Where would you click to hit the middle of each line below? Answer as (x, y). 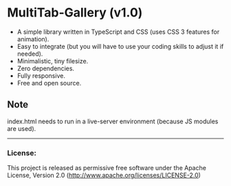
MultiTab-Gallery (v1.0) (75, 13)
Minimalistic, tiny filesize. (53, 61)
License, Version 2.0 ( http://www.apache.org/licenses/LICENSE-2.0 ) (104, 175)
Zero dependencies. (45, 68)
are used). (22, 128)
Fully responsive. (41, 75)
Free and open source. (49, 83)
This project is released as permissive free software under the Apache (107, 168)
